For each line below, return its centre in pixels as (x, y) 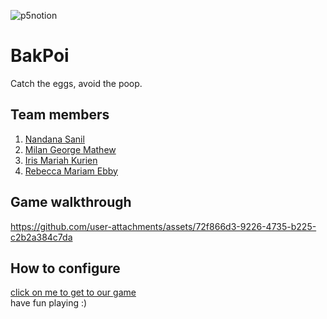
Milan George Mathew (70, 149)
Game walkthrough (71, 202)
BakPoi (40, 56)
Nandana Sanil (54, 139)
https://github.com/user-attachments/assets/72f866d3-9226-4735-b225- (163, 226)
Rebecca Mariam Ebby (71, 171)
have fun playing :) (49, 303)
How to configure (65, 268)
